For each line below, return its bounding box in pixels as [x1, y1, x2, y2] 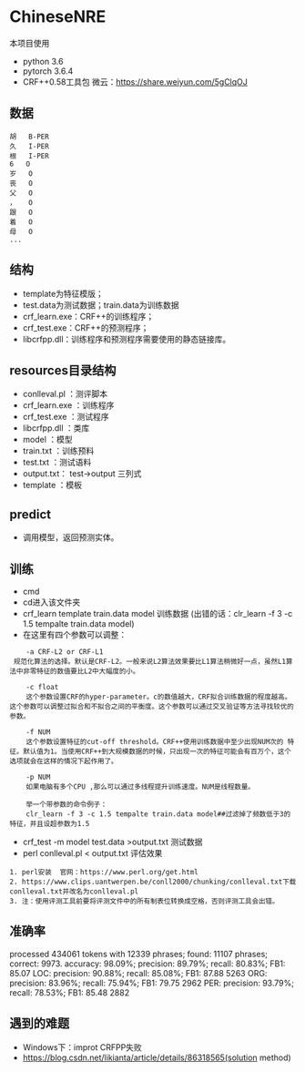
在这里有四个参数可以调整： [22, 629, 127, 639]
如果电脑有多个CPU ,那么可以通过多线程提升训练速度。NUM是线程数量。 [25, 782, 255, 791]
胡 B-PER [9, 132, 50, 141]
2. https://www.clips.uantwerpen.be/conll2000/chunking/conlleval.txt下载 [9, 877, 297, 886]
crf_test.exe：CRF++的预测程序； [22, 322, 149, 333]
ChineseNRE [9, 6, 107, 27]
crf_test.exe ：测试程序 [22, 412, 109, 423]
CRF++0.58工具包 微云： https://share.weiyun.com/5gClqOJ [22, 76, 249, 87]
